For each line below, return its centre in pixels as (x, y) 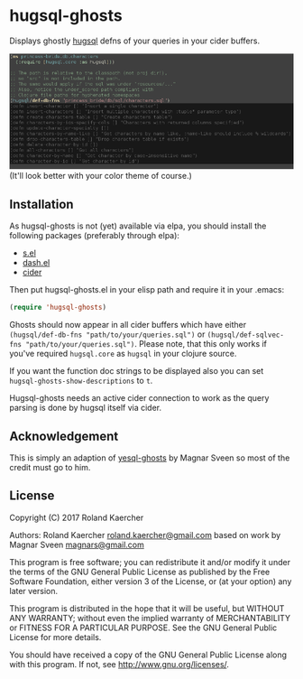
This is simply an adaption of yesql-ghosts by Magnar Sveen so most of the (150, 458)
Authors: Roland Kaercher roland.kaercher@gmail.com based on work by (145, 535)
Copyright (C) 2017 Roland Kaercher (77, 517)
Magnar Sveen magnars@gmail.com (77, 544)
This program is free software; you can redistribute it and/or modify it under (150, 562)
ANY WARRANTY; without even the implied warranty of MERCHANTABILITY (150, 618)
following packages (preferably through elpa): (95, 236)
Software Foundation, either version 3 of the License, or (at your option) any (151, 581)
